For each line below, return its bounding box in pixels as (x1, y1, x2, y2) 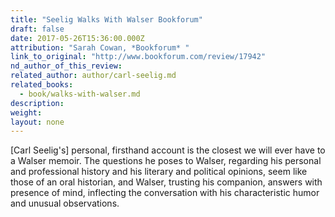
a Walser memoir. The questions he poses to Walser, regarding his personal (10, 155, 322, 167)
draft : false (10, 24, 65, 34)
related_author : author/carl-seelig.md (10, 71, 177, 81)
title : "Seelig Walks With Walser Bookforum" (10, 14, 203, 25)
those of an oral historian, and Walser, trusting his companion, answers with (10, 176, 323, 188)
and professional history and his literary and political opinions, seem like (10, 166, 308, 178)
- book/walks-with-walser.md (19, 89, 141, 99)
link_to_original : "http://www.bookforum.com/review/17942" (10, 52, 267, 62)
